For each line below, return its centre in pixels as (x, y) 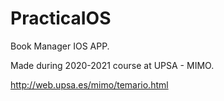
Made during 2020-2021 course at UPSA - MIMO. (112, 65)
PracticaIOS (61, 18)
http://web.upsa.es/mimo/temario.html (89, 84)
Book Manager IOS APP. (60, 46)
